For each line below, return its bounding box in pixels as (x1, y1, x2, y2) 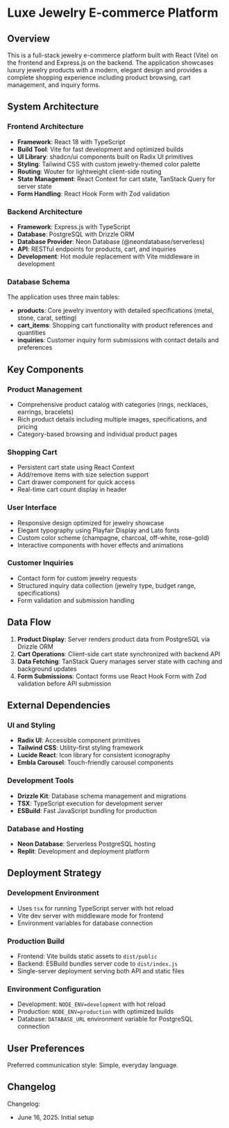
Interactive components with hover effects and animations (17, 541, 184, 549)
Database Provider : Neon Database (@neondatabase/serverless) (17, 237, 205, 245)
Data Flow (7, 617, 51, 628)
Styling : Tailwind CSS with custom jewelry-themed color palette (17, 160, 201, 168)
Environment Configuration (7, 984, 101, 994)
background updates (17, 664, 78, 673)
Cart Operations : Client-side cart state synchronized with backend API (17, 649, 221, 658)
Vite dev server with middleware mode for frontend (17, 911, 164, 920)
